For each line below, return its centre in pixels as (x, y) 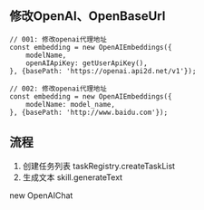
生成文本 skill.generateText (73, 177)
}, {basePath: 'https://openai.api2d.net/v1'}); (103, 71)
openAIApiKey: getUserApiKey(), (87, 63)
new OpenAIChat (41, 195)
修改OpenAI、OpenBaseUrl (87, 16)
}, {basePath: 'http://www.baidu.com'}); (89, 112)
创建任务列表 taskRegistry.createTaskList (98, 166)
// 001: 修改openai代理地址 (58, 39)
